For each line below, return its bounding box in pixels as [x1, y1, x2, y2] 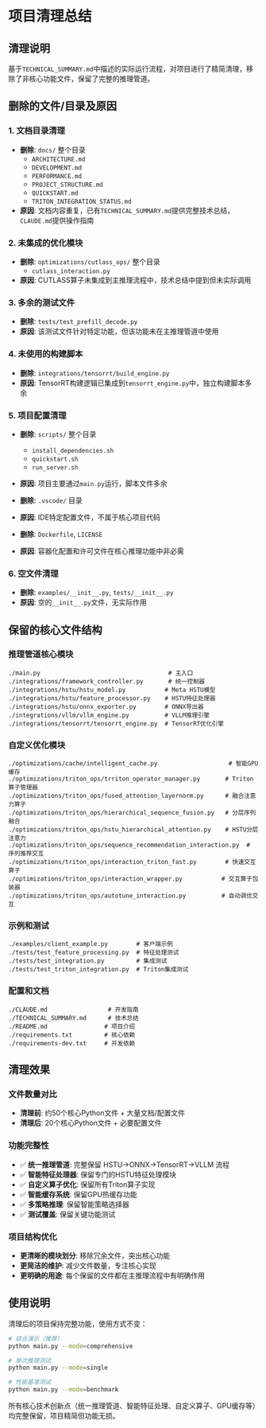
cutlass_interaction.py [31, 267, 111, 275]
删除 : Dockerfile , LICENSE [19, 529, 103, 539]
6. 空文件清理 [8, 568, 59, 579]
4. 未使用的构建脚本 [8, 348, 83, 360]
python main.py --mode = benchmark [8, 1386, 119, 1394]
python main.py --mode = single [8, 1364, 109, 1372]
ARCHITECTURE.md [31, 155, 86, 163]
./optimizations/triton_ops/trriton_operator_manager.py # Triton [8, 775, 254, 784]
